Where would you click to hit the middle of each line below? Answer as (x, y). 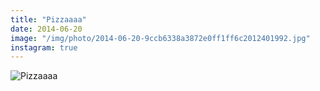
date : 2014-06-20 (46, 29)
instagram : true (44, 47)
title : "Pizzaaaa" (48, 19)
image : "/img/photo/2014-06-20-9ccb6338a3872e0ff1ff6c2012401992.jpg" (160, 38)
